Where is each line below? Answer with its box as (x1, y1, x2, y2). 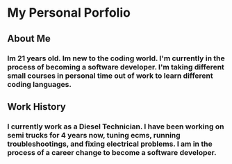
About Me (7, 33, 51, 44)
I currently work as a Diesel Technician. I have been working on (7, 122, 224, 131)
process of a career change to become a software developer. (7, 147, 217, 157)
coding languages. (7, 79, 72, 89)
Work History (7, 101, 66, 113)
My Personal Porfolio (7, 5, 131, 21)
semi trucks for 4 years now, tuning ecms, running (7, 130, 181, 140)
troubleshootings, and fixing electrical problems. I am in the (7, 139, 213, 149)
